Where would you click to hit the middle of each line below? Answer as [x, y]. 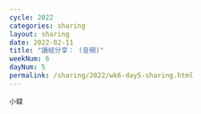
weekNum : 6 [29, 59]
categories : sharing [48, 26]
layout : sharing [39, 34]
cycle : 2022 [31, 17]
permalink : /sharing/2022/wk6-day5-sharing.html [101, 76]
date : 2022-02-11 [42, 42]
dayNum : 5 [28, 68]
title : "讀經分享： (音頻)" [57, 51]
